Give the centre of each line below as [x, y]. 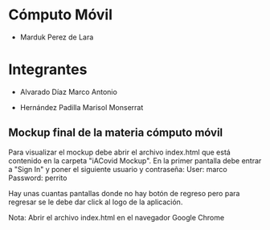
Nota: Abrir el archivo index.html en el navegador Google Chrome [117, 217]
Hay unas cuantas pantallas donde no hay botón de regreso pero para [124, 193]
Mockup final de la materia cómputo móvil [116, 133]
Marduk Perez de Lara [57, 37]
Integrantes [48, 70]
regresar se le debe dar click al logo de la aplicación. [96, 202]
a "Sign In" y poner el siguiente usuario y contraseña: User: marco [118, 169]
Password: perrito [38, 178]
